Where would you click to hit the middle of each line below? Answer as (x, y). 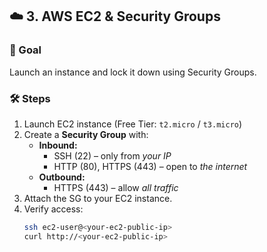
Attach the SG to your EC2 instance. (98, 198)
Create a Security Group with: (86, 134)
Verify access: (53, 209)
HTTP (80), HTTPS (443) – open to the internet (150, 166)
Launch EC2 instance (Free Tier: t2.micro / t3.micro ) (133, 124)
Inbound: (58, 145)
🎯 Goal (25, 50)
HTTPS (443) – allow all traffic (116, 187)
